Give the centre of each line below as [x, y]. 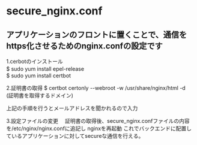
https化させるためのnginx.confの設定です [85, 46]
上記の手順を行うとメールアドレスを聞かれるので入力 [72, 108]
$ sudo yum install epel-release [45, 69]
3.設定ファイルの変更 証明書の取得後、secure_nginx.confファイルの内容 [98, 121]
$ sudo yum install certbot [38, 75]
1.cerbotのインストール [35, 61]
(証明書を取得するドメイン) [40, 95]
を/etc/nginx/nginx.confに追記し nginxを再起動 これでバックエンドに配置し [99, 128]
